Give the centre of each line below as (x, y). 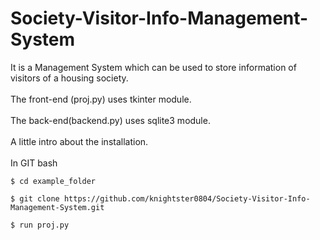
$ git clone (35, 198)
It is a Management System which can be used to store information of (153, 67)
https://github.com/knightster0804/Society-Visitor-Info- (187, 198)
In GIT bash (34, 163)
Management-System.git (57, 207)
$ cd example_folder (53, 181)
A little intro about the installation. (79, 141)
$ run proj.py (40, 225)
